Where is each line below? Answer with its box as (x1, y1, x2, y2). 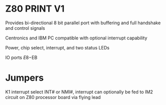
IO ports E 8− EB (5, 54, 38, 61)
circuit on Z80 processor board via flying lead (5, 94, 101, 100)
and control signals (5, 25, 45, 31)
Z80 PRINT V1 (5, 3, 65, 15)
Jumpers (5, 72, 44, 84)
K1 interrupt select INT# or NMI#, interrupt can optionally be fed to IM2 (5, 89, 153, 95)
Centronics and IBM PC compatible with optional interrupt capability (5, 35, 148, 41)
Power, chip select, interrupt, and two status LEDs (5, 44, 110, 50)
